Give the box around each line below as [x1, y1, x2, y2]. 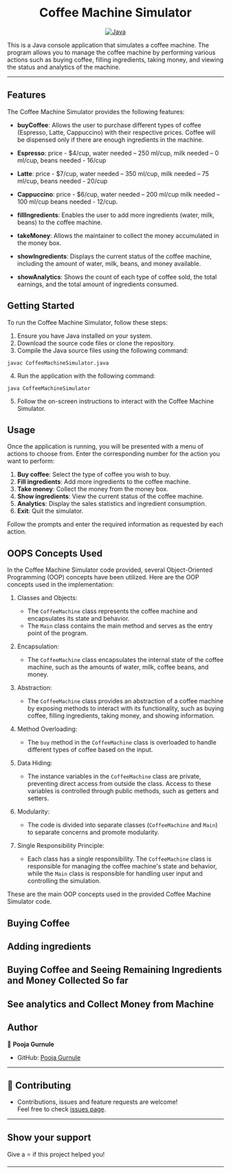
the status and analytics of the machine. [7, 63, 121, 71]
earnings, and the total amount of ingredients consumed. [16, 280, 179, 288]
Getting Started [7, 300, 75, 312]
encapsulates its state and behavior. [27, 615, 130, 623]
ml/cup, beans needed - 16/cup [16, 156, 107, 164]
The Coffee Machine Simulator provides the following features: [7, 107, 185, 116]
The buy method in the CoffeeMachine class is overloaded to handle [27, 738, 217, 747]
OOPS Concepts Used [7, 547, 103, 559]
